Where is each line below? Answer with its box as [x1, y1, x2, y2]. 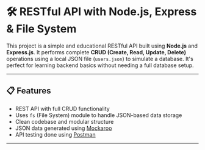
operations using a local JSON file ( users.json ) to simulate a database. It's [6, 55, 193, 62]
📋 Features [6, 86, 51, 96]
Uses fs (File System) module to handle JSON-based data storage [15, 111, 182, 119]
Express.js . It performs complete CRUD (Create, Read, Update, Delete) [6, 48, 187, 55]
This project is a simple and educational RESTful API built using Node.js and [6, 42, 198, 49]
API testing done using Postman [15, 130, 96, 138]
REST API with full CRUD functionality [15, 105, 110, 112]
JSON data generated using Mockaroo [15, 124, 112, 132]
